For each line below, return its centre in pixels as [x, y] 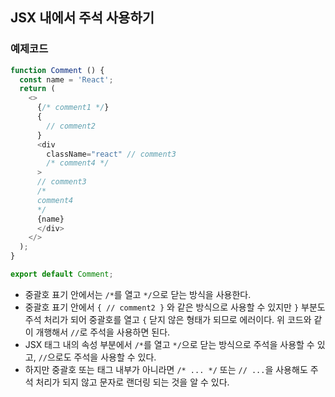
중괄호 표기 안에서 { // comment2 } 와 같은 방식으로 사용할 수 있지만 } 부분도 [175, 307]
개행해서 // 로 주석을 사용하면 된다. [103, 332]
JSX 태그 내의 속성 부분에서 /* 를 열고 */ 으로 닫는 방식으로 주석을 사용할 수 [169, 344]
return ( [37, 89]
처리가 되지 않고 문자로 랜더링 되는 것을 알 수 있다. [132, 382]
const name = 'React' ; [66, 79]
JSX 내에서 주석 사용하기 [82, 18]
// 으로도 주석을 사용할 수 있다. [97, 357]
